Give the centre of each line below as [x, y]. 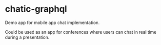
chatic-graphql [36, 9]
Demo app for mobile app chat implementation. [52, 22]
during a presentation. [27, 37]
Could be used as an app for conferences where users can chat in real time [81, 32]
